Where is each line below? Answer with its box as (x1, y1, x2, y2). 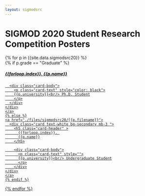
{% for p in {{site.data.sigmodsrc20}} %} (5, 55, 87, 60)
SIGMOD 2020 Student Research (5, 28, 141, 39)
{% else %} (5, 113, 27, 118)
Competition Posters (5, 39, 91, 49)
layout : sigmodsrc (5, 7, 42, 12)
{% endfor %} (5, 186, 33, 192)
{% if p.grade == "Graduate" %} (5, 59, 70, 66)
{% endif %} (5, 177, 29, 182)
